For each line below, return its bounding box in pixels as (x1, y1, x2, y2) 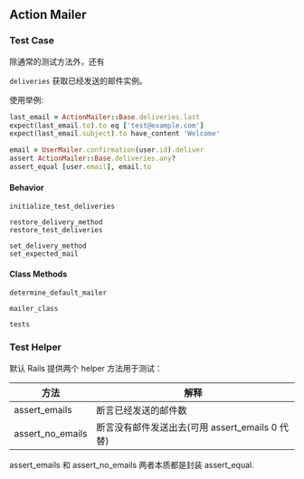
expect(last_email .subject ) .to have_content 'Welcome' (9, 129, 221, 138)
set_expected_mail (9, 249, 79, 258)
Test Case (9, 34, 54, 47)
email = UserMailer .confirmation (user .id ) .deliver (9, 146, 204, 155)
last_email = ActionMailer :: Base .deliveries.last (9, 112, 201, 121)
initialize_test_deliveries (9, 202, 116, 211)
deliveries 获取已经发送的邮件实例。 (9, 75, 147, 86)
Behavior (9, 182, 44, 193)
